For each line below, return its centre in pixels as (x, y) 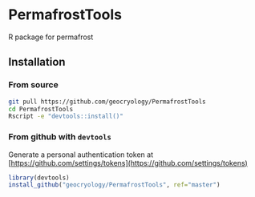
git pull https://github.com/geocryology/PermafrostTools (107, 102)
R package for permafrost (51, 37)
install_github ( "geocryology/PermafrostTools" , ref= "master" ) (114, 185)
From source (33, 85)
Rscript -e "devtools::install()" (66, 117)
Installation (37, 62)
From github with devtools (60, 137)
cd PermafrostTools (41, 109)
